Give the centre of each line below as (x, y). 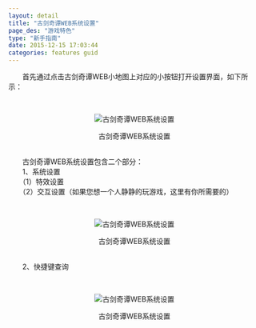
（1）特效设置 (43, 182)
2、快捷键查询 (46, 266)
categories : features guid (53, 53)
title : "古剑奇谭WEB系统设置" (54, 23)
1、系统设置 (41, 172)
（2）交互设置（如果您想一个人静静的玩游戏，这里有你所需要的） (128, 192)
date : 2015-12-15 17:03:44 (53, 46)
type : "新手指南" (35, 38)
